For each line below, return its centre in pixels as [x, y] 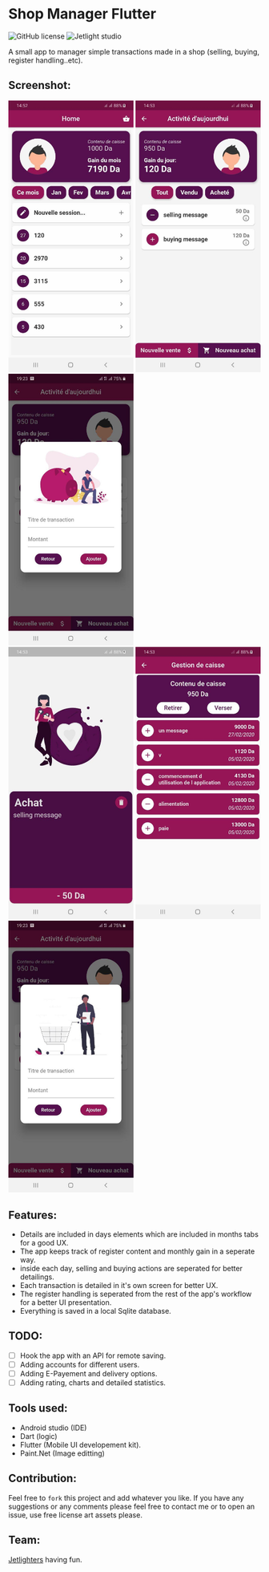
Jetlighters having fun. [45, 1559]
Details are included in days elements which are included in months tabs [139, 1234]
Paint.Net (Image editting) [62, 1453]
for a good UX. [44, 1243]
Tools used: [38, 1408]
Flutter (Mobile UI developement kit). [80, 1444]
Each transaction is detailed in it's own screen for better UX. [119, 1285]
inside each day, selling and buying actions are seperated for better [131, 1268]
